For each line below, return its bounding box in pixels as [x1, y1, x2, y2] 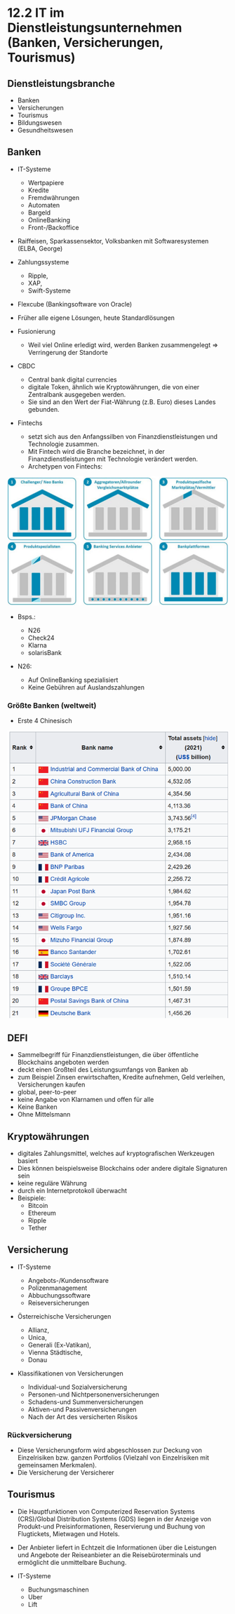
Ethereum [27, 1209, 56, 1217]
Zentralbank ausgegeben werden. [27, 390, 126, 398]
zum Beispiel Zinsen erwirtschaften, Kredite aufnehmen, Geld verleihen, [17, 1073, 226, 1082]
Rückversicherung [7, 1430, 72, 1439]
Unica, [27, 1333, 47, 1341]
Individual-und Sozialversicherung [27, 1383, 128, 1391]
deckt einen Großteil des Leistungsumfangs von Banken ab [17, 1065, 188, 1074]
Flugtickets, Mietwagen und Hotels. [17, 1529, 121, 1538]
